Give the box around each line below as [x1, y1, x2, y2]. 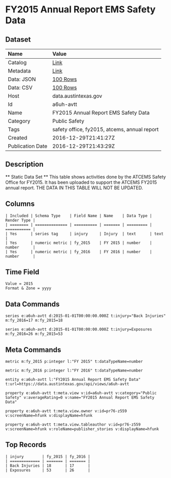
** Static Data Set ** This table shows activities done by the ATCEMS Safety [5, 173, 166, 180]
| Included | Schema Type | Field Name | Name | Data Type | [5, 213, 153, 218]
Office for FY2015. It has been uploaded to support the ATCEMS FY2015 [5, 179, 157, 185]
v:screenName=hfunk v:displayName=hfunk [5, 413, 93, 418]
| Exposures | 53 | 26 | [5, 467, 91, 473]
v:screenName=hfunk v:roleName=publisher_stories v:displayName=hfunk [5, 427, 159, 432]
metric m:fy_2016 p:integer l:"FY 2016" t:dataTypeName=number [5, 368, 143, 374]
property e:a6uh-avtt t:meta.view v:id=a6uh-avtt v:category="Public [5, 391, 157, 396]
